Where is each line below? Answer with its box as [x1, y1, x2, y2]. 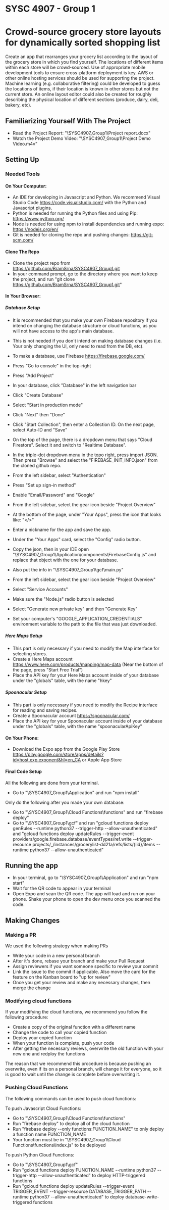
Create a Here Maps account [12, 656, 73, 662]
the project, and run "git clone [12, 276, 75, 282]
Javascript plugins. [12, 205, 52, 211]
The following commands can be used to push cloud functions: [5, 1095, 136, 1101]
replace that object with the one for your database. [12, 557, 119, 563]
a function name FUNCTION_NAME [12, 1131, 87, 1137]
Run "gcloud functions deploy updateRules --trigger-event [12, 1183, 135, 1189]
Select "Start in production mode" [12, 402, 83, 408]
